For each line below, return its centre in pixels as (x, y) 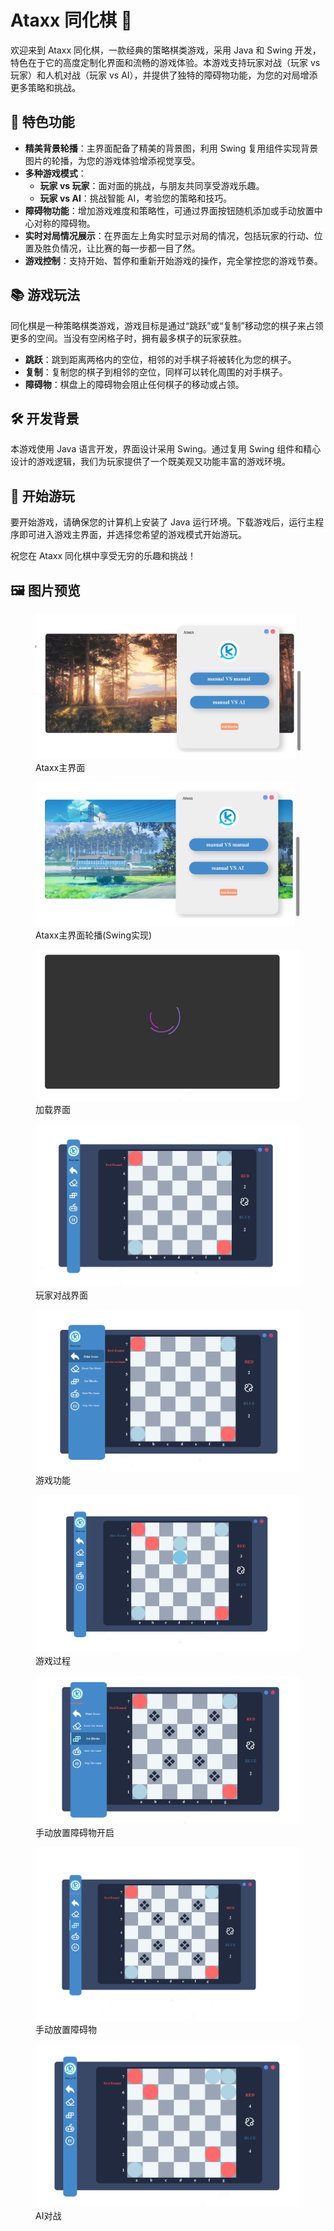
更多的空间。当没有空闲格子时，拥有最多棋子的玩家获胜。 (128, 338)
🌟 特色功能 (42, 122)
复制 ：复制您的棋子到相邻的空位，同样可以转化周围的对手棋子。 (156, 372)
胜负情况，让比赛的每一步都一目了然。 (121, 248)
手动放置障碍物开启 (75, 1832)
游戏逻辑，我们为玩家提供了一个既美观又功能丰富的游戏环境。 (163, 462)
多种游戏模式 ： (55, 173)
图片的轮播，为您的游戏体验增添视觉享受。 (112, 160)
